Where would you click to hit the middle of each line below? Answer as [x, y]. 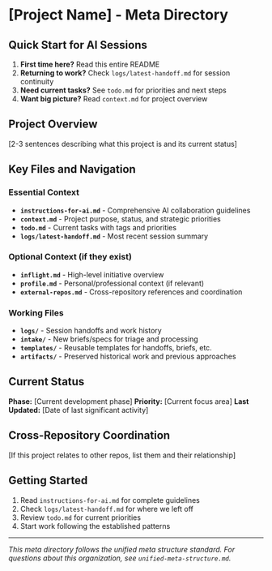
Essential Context [44, 192]
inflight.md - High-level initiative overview [92, 274]
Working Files [36, 312]
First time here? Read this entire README [90, 64]
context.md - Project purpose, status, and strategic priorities [120, 219]
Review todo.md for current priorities [81, 517]
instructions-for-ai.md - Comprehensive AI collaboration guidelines [135, 210]
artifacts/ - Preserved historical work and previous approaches [128, 356]
